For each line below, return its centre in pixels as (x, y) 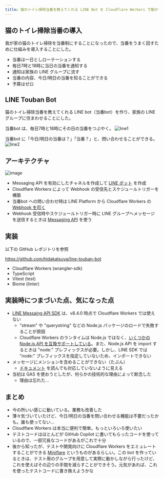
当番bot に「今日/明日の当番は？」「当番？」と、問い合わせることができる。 (81, 139)
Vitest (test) (24, 279)
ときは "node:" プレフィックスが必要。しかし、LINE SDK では (86, 350)
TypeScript (23, 273)
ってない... (44, 422)
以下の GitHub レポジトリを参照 (37, 249)
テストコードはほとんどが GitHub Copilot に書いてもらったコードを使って (85, 434)
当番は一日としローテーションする (46, 60)
